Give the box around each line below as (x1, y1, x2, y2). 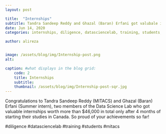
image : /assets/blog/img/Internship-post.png (5, 53, 100, 58)
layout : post (5, 7, 32, 12)
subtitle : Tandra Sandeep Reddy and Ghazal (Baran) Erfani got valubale (5, 21, 158, 26)
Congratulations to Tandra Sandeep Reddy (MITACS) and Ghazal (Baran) (5, 98, 153, 104)
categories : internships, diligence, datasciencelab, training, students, (5, 30, 163, 35)
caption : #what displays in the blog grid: (5, 66, 96, 71)
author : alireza (5, 39, 39, 44)
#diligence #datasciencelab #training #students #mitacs (5, 124, 120, 130)
